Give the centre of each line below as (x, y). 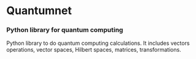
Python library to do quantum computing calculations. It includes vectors (98, 43)
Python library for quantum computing (65, 30)
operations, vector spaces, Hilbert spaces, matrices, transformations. (94, 50)
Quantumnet (39, 11)
